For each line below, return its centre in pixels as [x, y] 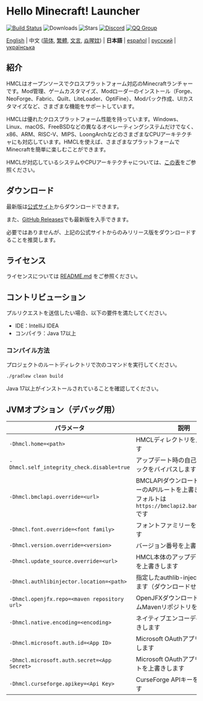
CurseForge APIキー [164, 680]
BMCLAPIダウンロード [167, 481]
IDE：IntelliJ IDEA [37, 326]
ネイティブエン [157, 619]
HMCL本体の [154, 557]
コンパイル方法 [28, 350]
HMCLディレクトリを [166, 440]
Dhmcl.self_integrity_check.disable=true [70, 468]
